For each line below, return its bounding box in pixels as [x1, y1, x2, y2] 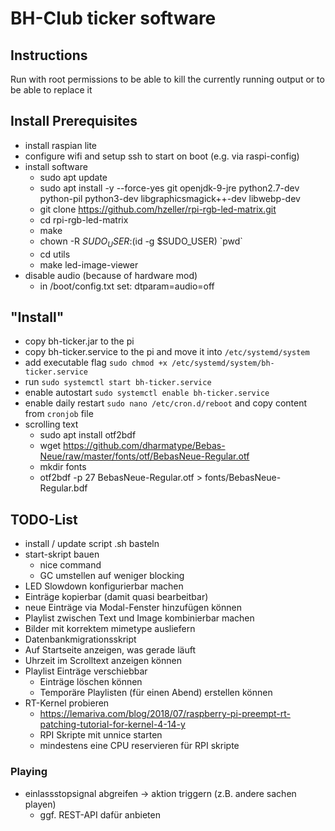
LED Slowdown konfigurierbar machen [24, 580, 184, 592]
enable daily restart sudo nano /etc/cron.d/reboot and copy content [24, 397, 308, 409]
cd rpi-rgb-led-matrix [39, 213, 129, 226]
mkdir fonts [39, 461, 87, 473]
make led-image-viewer [39, 258, 139, 271]
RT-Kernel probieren [24, 697, 110, 709]
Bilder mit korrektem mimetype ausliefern [24, 623, 196, 635]
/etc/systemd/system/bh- [171, 358, 275, 369]
